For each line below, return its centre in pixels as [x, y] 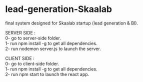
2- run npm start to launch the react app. [47, 74]
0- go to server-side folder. [33, 38]
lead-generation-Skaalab [59, 9]
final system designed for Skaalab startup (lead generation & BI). [72, 23]
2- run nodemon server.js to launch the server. [53, 48]
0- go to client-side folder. [32, 63]
